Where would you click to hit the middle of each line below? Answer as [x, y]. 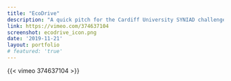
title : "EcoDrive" [33, 13]
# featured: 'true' [35, 52]
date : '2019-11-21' [35, 39]
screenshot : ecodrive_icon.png [52, 32]
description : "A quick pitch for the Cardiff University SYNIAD [101, 20]
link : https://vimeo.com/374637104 [58, 26]
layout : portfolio [33, 45]
